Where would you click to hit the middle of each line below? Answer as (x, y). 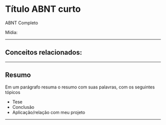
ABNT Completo (22, 23)
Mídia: (11, 32)
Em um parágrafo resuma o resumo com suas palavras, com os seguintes (80, 87)
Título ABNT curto (43, 9)
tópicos (13, 92)
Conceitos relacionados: (44, 53)
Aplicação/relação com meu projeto (49, 112)
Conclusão (23, 107)
